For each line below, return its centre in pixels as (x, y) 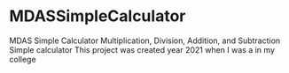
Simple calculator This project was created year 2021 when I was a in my (142, 49)
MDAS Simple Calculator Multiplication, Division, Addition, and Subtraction (145, 40)
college (23, 59)
